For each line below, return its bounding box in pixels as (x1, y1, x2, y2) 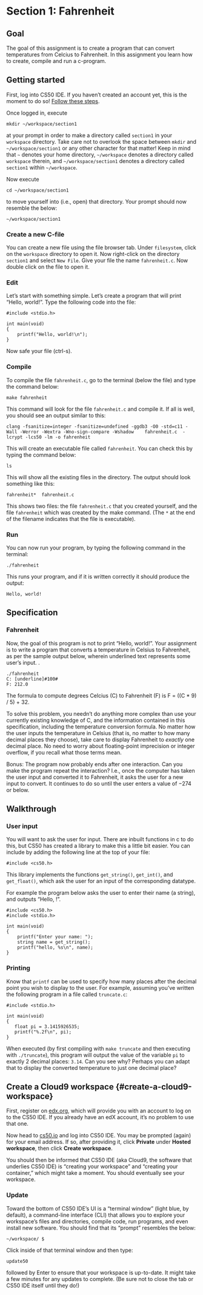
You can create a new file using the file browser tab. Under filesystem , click (6, 244, 196, 251)
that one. (6, 1120, 29, 1128)
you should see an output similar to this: (6, 411, 106, 419)
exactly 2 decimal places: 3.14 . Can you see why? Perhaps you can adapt (6, 1057, 190, 1065)
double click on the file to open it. (6, 263, 90, 271)
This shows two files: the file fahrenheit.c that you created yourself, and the (6, 502, 198, 510)
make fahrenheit (6, 394, 47, 401)
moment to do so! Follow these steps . (6, 97, 100, 104)
